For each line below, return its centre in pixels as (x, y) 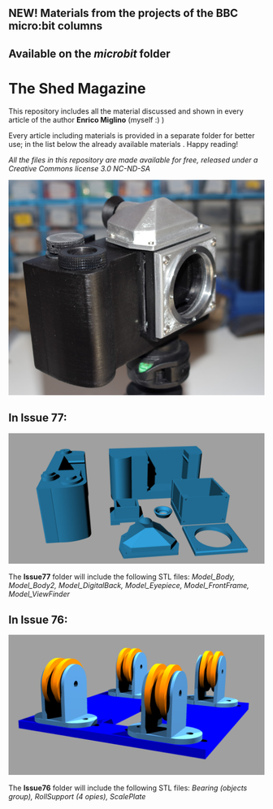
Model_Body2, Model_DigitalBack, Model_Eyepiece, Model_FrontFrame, (129, 586)
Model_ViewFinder (39, 594)
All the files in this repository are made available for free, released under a (133, 160)
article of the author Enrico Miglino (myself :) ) (87, 119)
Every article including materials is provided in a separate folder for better (132, 135)
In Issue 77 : (38, 418)
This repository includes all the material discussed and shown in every (126, 111)
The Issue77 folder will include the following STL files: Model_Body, (122, 577)
